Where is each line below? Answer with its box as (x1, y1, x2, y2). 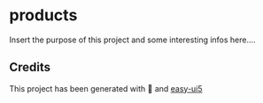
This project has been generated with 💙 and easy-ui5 (9, 83, 203, 93)
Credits (9, 60, 51, 75)
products (9, 5, 78, 26)
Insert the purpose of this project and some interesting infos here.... (9, 34, 256, 45)
